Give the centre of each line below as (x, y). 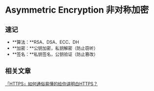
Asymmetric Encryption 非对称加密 (77, 10)
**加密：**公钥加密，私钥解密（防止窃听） (55, 48)
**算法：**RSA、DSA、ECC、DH (45, 42)
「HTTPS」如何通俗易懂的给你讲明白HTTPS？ (51, 84)
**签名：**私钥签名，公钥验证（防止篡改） (55, 54)
